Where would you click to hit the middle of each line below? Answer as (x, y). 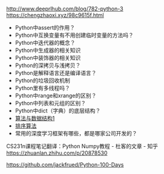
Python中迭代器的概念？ (45, 43)
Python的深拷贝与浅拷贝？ (48, 65)
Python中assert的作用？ (45, 27)
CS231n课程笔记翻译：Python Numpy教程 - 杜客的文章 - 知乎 (82, 146)
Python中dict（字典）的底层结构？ (58, 111)
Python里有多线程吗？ (43, 88)
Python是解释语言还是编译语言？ (56, 73)
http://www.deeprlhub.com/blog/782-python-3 (65, 9)
